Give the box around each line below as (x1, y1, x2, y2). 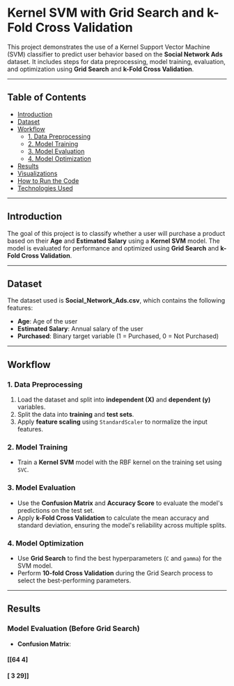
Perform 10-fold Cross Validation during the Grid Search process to (17, 568, 214, 577)
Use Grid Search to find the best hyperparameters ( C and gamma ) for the (17, 554, 222, 562)
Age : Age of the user (17, 317, 78, 326)
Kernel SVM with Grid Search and (7, 5, 204, 21)
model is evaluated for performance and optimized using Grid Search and (7, 244, 219, 252)
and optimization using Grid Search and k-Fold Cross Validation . (7, 65, 194, 73)
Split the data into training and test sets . (17, 410, 134, 419)
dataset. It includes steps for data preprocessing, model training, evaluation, (7, 57, 226, 65)
